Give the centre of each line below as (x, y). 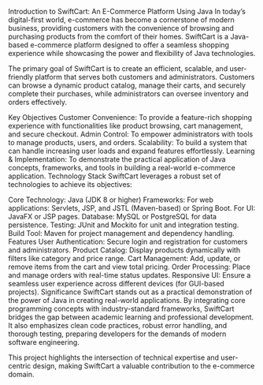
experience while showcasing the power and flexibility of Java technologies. (132, 53)
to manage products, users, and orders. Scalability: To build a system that (128, 142)
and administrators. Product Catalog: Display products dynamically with (124, 250)
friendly (21, 77)
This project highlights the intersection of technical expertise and (113, 357)
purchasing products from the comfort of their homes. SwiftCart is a (119, 36)
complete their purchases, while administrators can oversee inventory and (129, 93)
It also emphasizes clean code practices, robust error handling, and (118, 325)
